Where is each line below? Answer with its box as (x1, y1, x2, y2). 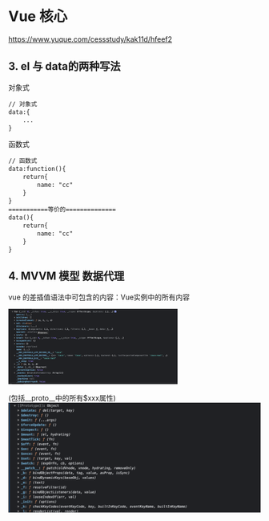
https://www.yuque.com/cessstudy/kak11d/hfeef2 (8, 34, 173, 44)
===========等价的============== (8, 206, 116, 214)
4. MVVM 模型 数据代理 (8, 270, 125, 283)
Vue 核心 (8, 7, 68, 26)
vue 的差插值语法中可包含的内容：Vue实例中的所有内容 (8, 292, 191, 302)
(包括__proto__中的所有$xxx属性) (8, 393, 116, 403)
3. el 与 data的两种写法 (8, 59, 122, 73)
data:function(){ (8, 165, 66, 173)
